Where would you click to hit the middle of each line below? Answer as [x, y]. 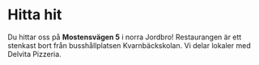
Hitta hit [35, 15]
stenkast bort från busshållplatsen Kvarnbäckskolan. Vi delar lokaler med [129, 45]
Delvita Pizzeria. [34, 54]
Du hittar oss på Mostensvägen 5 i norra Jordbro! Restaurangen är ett [125, 37]
